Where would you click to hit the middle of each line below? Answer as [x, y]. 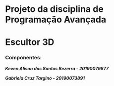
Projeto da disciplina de [55, 9]
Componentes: [24, 58]
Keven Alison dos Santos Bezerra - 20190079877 [57, 68]
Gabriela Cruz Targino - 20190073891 [45, 78]
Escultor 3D [30, 42]
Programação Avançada [56, 20]
